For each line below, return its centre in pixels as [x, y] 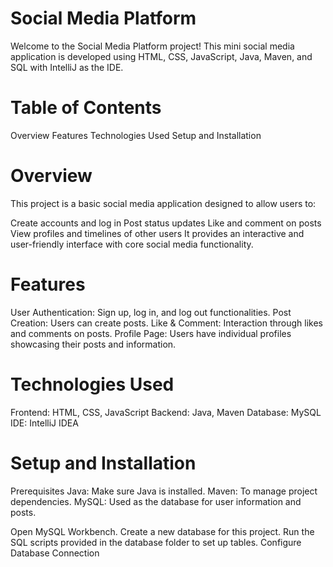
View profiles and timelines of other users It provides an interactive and [157, 233]
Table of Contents [86, 108]
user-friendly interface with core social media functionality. [132, 244]
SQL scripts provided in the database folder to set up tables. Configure [156, 542]
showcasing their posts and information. [93, 344]
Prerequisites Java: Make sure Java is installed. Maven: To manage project [164, 491]
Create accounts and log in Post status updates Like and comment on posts [166, 223]
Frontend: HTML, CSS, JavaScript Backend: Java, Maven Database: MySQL [166, 412]
